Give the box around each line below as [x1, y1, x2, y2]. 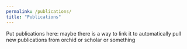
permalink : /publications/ [6, 8, 72, 15]
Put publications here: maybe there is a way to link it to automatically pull [6, 30, 182, 37]
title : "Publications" [6, 14, 61, 20]
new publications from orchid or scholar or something [6, 36, 136, 43]
